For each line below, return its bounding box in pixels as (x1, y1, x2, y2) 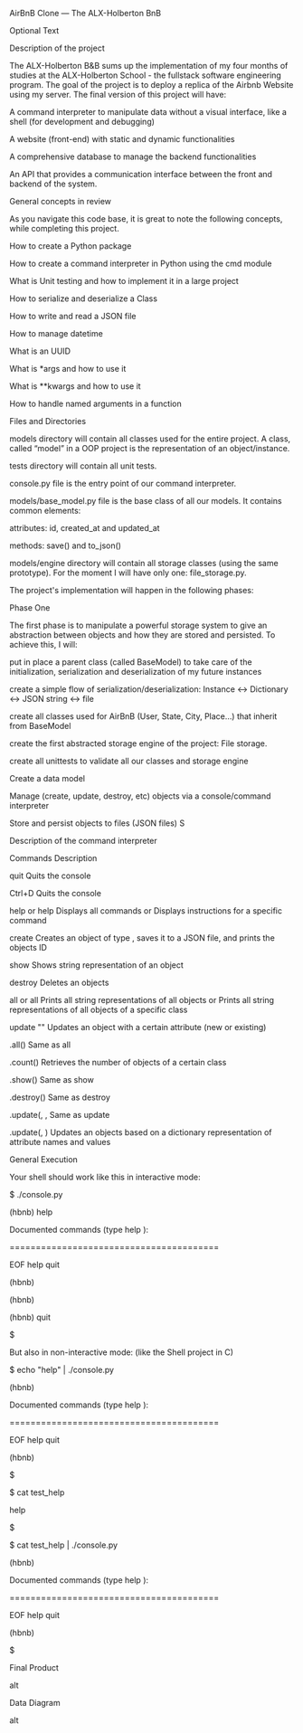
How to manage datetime (9, 328, 104, 338)
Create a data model (9, 773, 86, 783)
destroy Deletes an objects (9, 977, 109, 988)
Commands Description (9, 853, 98, 863)
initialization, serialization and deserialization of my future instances (9, 667, 262, 677)
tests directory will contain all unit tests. (9, 460, 157, 471)
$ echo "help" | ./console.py (9, 1365, 115, 1375)
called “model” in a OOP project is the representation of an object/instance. (9, 443, 290, 453)
